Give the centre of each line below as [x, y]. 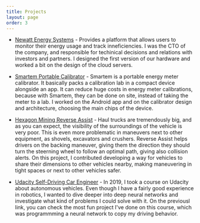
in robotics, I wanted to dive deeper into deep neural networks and [96, 195]
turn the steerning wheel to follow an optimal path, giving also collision [101, 151]
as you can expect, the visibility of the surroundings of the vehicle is [99, 126]
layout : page [22, 17]
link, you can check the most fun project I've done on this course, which [103, 207]
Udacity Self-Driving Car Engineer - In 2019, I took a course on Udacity [102, 182]
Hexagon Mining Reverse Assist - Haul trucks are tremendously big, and [103, 120]
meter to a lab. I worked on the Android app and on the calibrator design [103, 102]
